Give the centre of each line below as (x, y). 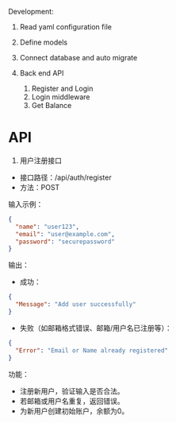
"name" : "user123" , (48, 227)
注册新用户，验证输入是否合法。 (72, 391)
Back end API (42, 73)
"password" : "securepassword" (65, 242)
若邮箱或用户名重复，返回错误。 (72, 401)
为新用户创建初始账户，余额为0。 (74, 411)
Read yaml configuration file (66, 27)
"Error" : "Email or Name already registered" (92, 350)
